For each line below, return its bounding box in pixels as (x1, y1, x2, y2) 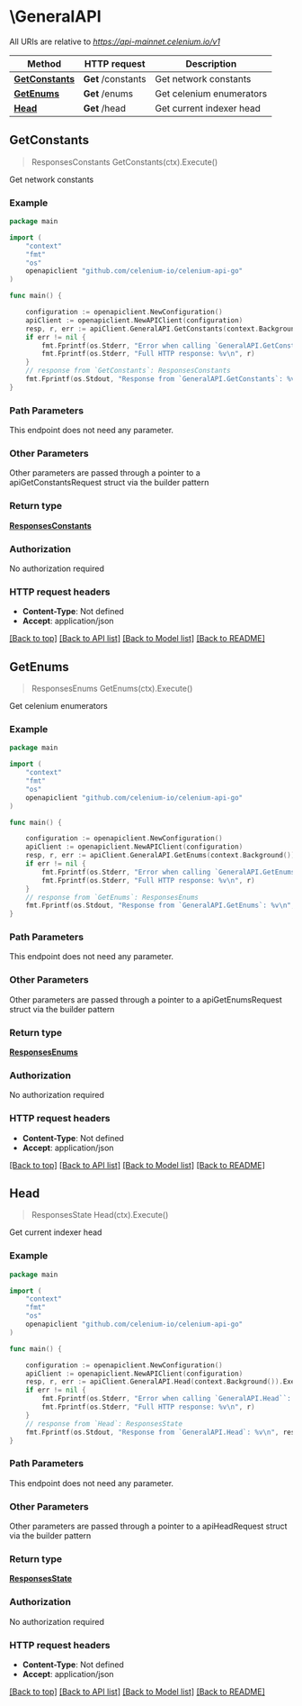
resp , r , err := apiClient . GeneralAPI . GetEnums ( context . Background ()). (25, 851, 299, 860)
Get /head (83, 102, 127, 114)
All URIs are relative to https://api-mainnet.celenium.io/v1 (9, 36, 221, 47)
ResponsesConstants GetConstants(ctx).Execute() (31, 156, 218, 168)
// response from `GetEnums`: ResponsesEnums (25, 893, 200, 902)
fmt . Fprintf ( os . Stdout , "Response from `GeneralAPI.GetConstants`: (25, 375, 283, 384)
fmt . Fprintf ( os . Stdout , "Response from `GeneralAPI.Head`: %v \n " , (25, 1428, 280, 1437)
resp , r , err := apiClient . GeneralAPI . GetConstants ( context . (25, 324, 259, 333)
